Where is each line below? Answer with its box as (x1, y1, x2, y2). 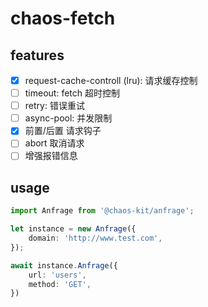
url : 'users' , (28, 270, 87, 280)
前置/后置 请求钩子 (24, 125, 102, 137)
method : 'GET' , (28, 279, 92, 289)
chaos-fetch (10, 7, 116, 30)
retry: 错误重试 (24, 100, 85, 112)
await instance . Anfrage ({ (10, 260, 118, 271)
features (10, 47, 65, 64)
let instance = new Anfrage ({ (10, 224, 137, 234)
